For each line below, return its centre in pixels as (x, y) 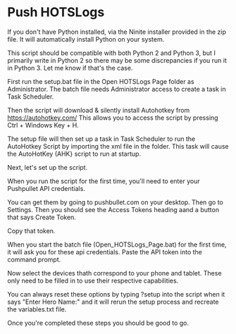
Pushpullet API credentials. (46, 188)
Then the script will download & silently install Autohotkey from (99, 110)
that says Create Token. (42, 217)
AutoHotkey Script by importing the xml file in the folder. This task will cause (118, 146)
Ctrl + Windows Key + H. (43, 125)
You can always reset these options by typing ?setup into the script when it (116, 294)
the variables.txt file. (37, 309)
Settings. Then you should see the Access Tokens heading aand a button (113, 209)
